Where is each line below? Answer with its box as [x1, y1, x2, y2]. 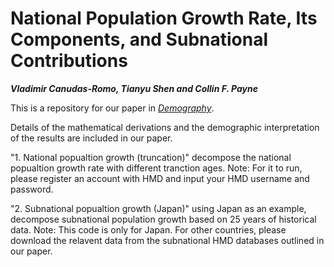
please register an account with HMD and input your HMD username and [10, 172, 310, 184]
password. [10, 183, 54, 195]
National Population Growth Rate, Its [10, 7, 318, 30]
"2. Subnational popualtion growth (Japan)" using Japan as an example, [10, 202, 307, 214]
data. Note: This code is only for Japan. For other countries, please [10, 223, 287, 236]
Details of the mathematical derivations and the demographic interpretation [10, 121, 320, 133]
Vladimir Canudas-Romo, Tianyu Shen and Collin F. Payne [10, 82, 258, 94]
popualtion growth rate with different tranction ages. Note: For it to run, [10, 162, 303, 174]
